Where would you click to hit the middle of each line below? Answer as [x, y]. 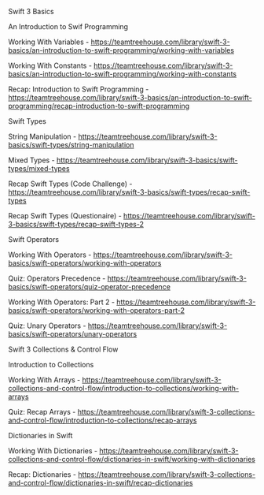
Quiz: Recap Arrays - [42, 412]
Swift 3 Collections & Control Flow [63, 349]
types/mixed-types [39, 168]
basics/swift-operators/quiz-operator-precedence [90, 287]
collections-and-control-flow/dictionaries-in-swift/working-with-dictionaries [132, 459]
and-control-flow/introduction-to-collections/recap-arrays [103, 420]
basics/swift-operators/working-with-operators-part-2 [96, 310]
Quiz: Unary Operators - [47, 326]
